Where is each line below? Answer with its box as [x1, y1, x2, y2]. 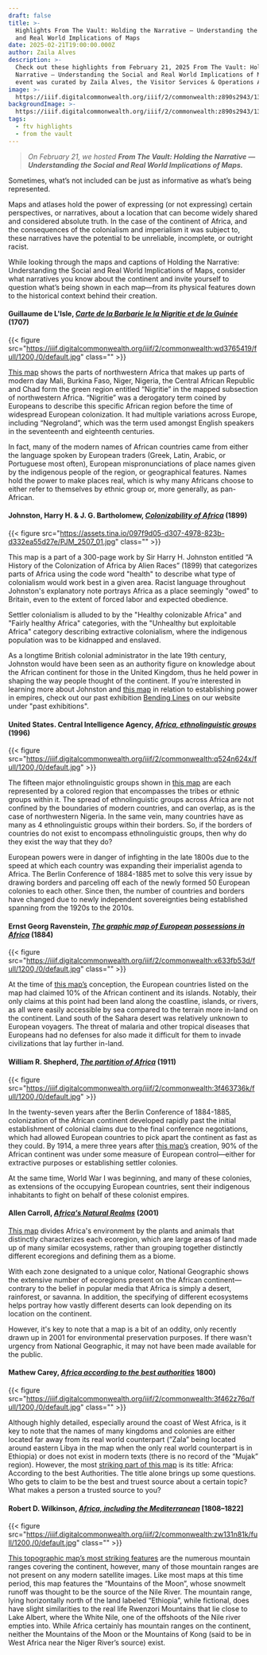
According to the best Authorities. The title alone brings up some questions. [8, 1468, 257, 1479]
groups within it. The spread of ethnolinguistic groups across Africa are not [8, 795, 254, 804]
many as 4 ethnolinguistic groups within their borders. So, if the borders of [8, 820, 253, 830]
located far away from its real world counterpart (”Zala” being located [8, 1435, 236, 1444]
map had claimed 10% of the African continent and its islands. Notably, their [8, 988, 257, 998]
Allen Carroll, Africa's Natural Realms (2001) [8, 1208, 159, 1218]
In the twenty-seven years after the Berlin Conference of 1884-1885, [8, 1107, 232, 1117]
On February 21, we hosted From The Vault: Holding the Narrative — [27, 152, 256, 161]
